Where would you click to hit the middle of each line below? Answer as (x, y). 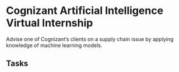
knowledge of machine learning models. (54, 45)
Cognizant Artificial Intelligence (85, 11)
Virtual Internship (50, 23)
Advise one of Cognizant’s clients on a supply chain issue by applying (90, 39)
